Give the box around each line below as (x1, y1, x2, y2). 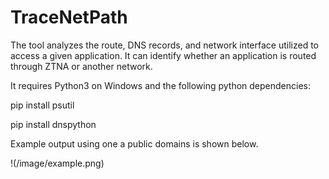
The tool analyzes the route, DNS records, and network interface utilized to (10, 39, 320, 51)
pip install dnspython (10, 118, 97, 130)
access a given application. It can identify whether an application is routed (10, 49, 317, 61)
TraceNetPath (10, 6, 128, 29)
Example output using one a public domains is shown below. (10, 137, 259, 150)
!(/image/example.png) (10, 157, 105, 169)
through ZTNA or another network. (10, 60, 153, 72)
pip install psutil (10, 99, 75, 111)
